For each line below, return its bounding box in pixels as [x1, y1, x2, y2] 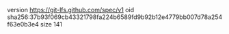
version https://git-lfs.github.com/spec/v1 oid [7, 6, 135, 14]
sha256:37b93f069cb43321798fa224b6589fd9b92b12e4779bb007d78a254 [7, 13, 223, 21]
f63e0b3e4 [7, 20, 39, 28]
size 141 [40, 20, 63, 28]
